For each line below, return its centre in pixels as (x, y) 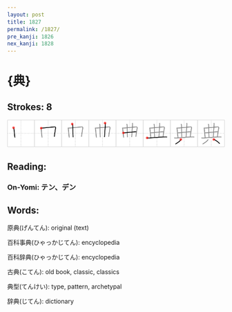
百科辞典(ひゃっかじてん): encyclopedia (64, 257)
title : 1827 (24, 22)
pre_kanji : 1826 (30, 37)
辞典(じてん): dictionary (40, 302)
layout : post (26, 15)
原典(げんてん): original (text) (48, 228)
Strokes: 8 (30, 107)
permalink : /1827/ (33, 29)
